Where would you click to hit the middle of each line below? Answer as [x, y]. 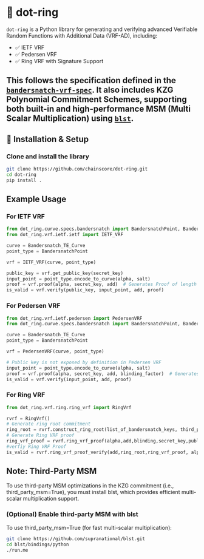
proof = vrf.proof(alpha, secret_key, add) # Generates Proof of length [102, 285]
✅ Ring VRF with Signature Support [59, 61]
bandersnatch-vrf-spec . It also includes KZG [90, 90]
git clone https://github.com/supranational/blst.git [76, 539]
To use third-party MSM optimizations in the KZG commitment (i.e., [90, 486]
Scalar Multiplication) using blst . [70, 119]
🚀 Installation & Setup [48, 139]
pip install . [24, 180]
